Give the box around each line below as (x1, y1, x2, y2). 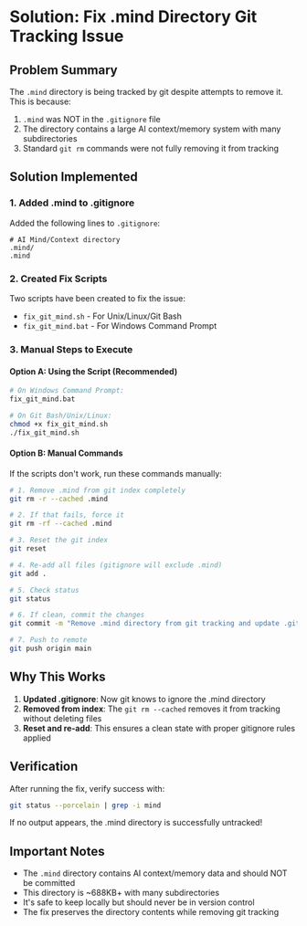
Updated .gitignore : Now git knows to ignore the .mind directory (22, 693, 267, 704)
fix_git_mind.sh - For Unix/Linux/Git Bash (22, 310, 183, 321)
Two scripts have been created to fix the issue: (9, 292, 185, 303)
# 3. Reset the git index (9, 536, 108, 545)
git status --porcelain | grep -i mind (9, 801, 162, 810)
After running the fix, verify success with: (9, 783, 165, 794)
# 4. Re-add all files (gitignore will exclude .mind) (9, 560, 223, 570)
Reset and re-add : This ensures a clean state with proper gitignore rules (22, 722, 295, 733)
